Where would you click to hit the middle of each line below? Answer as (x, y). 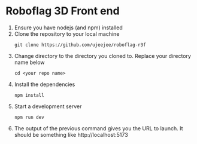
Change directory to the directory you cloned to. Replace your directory (102, 56)
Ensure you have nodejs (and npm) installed (69, 27)
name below (30, 62)
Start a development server (48, 106)
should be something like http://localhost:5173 (71, 134)
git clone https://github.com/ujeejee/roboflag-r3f (80, 45)
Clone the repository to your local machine (67, 33)
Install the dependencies (45, 84)
